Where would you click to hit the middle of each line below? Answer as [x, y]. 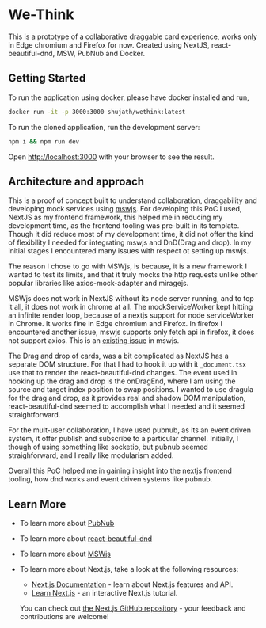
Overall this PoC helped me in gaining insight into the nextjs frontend [120, 471]
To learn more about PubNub [67, 523]
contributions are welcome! [64, 617]
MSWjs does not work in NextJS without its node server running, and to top [131, 299]
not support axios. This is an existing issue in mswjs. [94, 341]
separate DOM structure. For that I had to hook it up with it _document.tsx [127, 364]
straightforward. [34, 415]
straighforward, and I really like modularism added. [91, 455]
